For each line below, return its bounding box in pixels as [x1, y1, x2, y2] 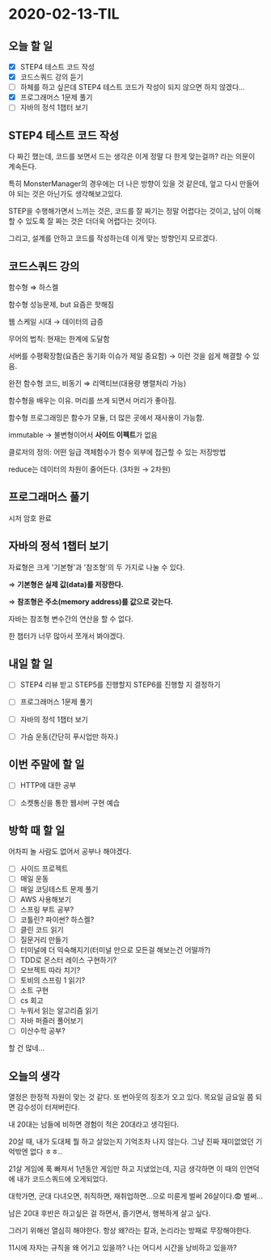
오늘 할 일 [8, 39, 53, 53]
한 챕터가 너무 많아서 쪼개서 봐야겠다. [8, 631, 125, 641]
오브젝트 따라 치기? [19, 966, 81, 975]
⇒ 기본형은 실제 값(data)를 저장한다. [8, 579, 124, 589]
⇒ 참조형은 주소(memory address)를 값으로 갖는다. [8, 596, 174, 607]
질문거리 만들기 [19, 935, 69, 945]
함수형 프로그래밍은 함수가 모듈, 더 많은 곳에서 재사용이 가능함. [8, 412, 205, 422]
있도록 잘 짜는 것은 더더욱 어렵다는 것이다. [25, 216, 158, 226]
